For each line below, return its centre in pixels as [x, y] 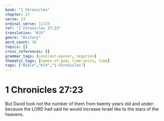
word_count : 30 [21, 42]
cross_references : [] [28, 51]
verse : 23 [15, 19]
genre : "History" [23, 38]
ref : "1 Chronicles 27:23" [33, 28]
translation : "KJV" [25, 33]
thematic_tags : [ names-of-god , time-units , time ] [58, 61]
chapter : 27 [17, 14]
